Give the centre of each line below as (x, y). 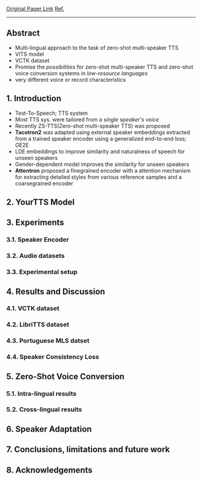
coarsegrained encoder (44, 183)
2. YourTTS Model (41, 202)
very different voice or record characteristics (70, 79)
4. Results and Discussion (56, 291)
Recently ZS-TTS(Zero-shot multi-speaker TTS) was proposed (92, 126)
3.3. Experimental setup (42, 272)
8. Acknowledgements (50, 470)
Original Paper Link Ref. (35, 9)
